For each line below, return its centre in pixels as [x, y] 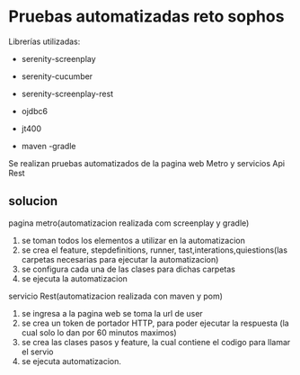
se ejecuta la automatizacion [74, 278]
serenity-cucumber [57, 76]
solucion [33, 201]
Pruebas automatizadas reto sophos [146, 17]
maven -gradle [49, 146]
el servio [37, 352]
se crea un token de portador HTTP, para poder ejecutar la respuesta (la [155, 323]
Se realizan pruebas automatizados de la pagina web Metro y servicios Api [146, 163]
